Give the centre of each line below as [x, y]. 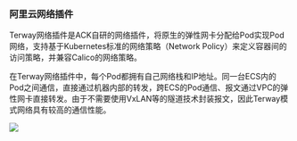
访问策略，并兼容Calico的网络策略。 [76, 58]
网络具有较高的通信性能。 [64, 110]
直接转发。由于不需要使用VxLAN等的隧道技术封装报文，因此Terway [157, 99]
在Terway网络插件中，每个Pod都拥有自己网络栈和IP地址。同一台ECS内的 [143, 77]
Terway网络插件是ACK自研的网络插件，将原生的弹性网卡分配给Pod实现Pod [147, 35]
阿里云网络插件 [41, 13]
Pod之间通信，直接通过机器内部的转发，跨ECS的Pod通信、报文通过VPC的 [145, 87]
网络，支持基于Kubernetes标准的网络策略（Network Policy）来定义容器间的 [148, 46]
